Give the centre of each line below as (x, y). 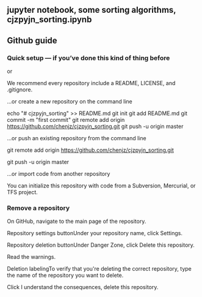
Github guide (32, 40)
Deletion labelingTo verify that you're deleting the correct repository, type (99, 269)
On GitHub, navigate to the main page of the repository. (77, 221)
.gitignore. (20, 90)
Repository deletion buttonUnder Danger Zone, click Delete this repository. (101, 245)
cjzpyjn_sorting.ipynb (49, 20)
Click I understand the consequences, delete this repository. (83, 287)
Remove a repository (38, 208)
